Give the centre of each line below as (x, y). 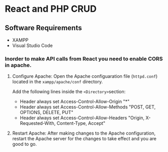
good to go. (24, 144)
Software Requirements (44, 28)
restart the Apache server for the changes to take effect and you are (84, 139)
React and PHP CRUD (51, 9)
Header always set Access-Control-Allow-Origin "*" (75, 102)
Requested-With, (38, 123)
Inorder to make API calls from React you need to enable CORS (84, 58)
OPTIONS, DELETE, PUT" (47, 113)
